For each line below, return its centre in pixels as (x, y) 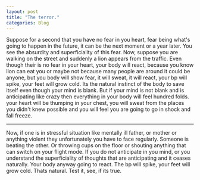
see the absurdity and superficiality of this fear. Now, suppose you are (92, 52)
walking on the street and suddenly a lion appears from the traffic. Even (94, 59)
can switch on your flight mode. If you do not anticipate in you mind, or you (98, 152)
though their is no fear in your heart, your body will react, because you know (100, 65)
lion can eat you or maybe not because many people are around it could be (98, 72)
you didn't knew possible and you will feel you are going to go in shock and (99, 109)
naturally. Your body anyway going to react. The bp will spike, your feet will (98, 165)
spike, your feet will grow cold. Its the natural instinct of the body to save (95, 84)
